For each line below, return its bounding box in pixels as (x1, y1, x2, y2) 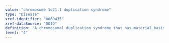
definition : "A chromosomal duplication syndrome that (5, 26, 123, 31)
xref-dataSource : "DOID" (5, 21, 57, 26)
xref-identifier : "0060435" (5, 16, 64, 21)
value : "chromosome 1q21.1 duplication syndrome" (5, 7, 112, 12)
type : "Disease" (5, 12, 39, 17)
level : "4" (5, 30, 28, 35)
